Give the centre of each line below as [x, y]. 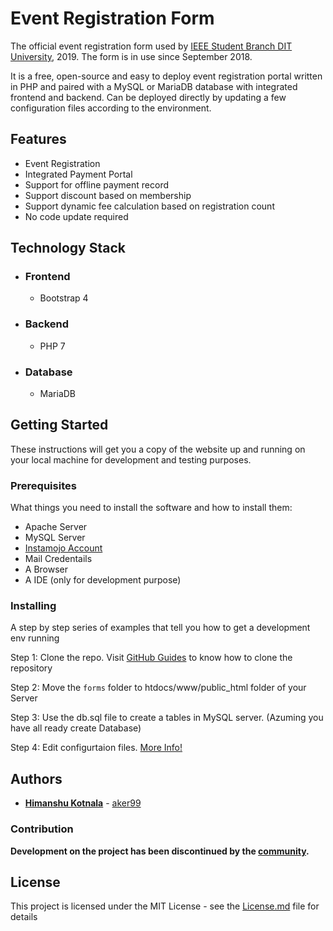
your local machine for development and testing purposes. [131, 459]
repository [31, 668]
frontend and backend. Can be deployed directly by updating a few [148, 97]
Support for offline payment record [96, 184]
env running [35, 638]
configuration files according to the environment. [111, 108]
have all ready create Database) [76, 728]
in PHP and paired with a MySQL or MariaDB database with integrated [154, 86]
